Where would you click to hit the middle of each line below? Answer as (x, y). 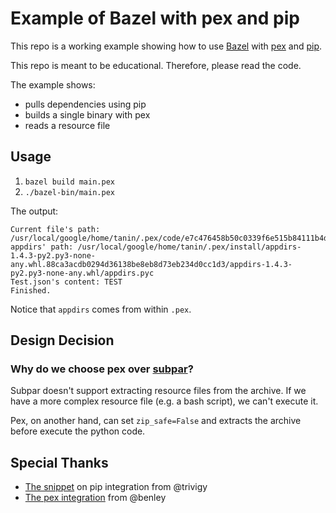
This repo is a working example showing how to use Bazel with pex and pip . (166, 46)
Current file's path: (55, 229)
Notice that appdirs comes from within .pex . (101, 309)
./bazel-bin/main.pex (69, 192)
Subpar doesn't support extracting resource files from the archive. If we (158, 391)
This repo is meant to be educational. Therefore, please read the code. (156, 65)
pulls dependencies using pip (85, 104)
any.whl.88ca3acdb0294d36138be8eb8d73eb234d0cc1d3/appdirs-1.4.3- (151, 264)
